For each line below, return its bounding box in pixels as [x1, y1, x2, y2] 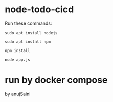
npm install [5, 48, 30, 53]
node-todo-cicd [5, 4, 74, 15]
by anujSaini [5, 91, 31, 97]
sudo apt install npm [5, 39, 51, 44]
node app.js [5, 57, 30, 62]
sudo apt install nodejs [5, 30, 58, 35]
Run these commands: [5, 20, 52, 27]
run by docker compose [5, 74, 108, 86]
